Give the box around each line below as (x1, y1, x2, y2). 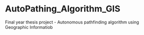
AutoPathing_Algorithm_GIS (5, 3, 121, 14)
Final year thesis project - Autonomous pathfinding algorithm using (5, 19, 140, 25)
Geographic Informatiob (5, 24, 53, 30)
